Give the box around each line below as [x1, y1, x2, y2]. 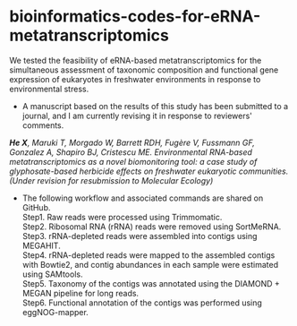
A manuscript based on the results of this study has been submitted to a [21, 100, 289, 111]
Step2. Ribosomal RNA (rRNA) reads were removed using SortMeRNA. [21, 221, 282, 232]
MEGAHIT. [21, 240, 61, 251]
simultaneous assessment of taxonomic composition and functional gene [9, 64, 279, 75]
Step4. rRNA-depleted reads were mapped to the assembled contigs [21, 249, 276, 261]
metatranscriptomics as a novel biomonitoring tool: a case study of [9, 156, 258, 167]
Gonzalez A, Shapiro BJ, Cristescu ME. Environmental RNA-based [9, 146, 253, 158]
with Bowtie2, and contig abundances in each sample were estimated [21, 259, 279, 270]
